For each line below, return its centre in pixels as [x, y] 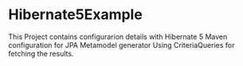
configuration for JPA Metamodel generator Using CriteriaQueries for [121, 45]
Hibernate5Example [76, 15]
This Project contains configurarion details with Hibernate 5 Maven [118, 37]
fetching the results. [41, 53]
